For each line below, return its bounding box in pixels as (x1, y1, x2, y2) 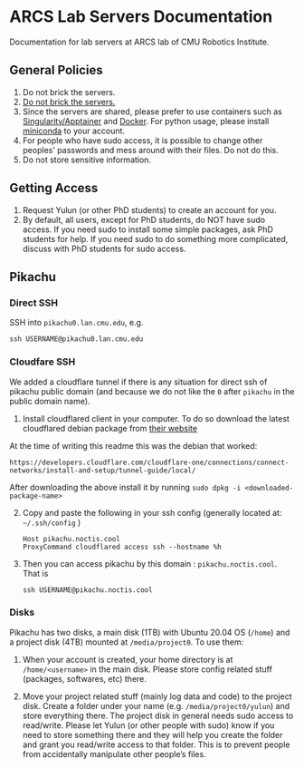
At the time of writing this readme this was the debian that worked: (9, 440, 258, 451)
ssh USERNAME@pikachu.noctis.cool (22, 585, 153, 595)
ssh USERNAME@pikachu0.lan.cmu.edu (9, 335, 144, 344)
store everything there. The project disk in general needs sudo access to (22, 710, 294, 721)
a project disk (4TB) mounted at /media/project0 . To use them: (9, 637, 244, 647)
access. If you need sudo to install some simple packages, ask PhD (22, 224, 274, 235)
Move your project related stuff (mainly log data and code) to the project (22, 691, 292, 702)
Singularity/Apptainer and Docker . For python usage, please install (22, 115, 270, 126)
